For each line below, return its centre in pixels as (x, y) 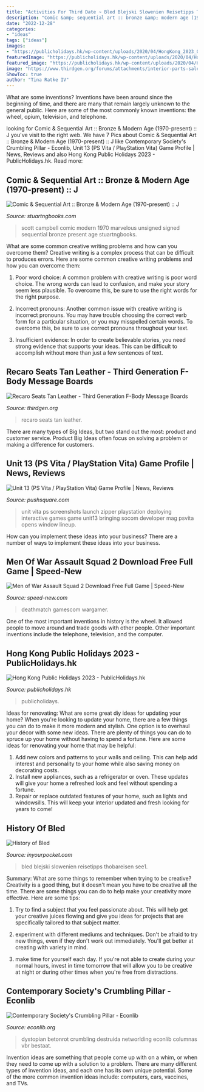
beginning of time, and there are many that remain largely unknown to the (98, 104)
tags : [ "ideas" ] (27, 40)
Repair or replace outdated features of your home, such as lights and (101, 796)
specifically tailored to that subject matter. (67, 923)
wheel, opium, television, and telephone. (57, 117)
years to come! (34, 809)
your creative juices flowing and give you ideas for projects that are (99, 916)
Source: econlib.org (31, 1027)
